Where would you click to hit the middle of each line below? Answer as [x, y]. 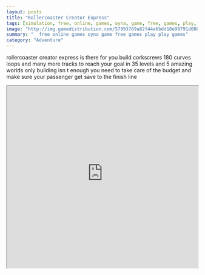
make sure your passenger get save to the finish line [72, 77]
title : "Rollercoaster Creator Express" [58, 18]
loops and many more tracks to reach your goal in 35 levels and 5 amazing [99, 64]
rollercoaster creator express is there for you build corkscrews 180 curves [99, 57]
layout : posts [24, 12]
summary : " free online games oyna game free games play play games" [97, 35]
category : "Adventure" [35, 40]
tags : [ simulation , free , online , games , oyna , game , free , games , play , [102, 23]
